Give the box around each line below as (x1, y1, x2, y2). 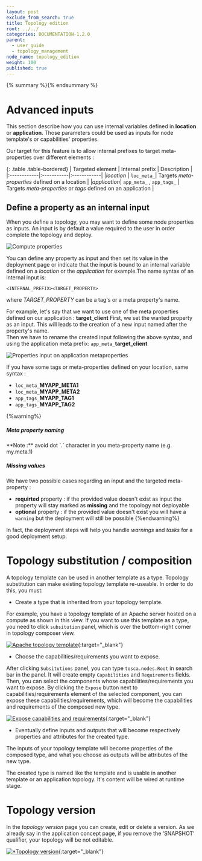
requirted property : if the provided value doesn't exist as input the (14, 495, 182, 502)
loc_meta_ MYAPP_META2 (14, 388, 80, 395)
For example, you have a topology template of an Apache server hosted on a (6, 610, 197, 617)
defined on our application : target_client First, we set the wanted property (6, 314, 193, 322)
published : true (6, 65, 47, 71)
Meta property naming (6, 426, 65, 434)
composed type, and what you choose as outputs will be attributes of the (6, 751, 188, 758)
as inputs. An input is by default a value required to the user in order (6, 225, 175, 232)
